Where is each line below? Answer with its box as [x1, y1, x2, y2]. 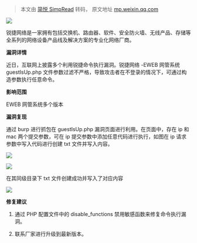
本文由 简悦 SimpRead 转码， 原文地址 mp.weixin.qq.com [20, 6, 159, 12]
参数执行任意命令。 [11, 76, 57, 83]
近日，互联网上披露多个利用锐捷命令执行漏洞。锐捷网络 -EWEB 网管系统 [6, 61, 181, 68]
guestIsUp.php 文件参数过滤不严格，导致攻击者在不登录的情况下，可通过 [6, 69, 182, 76]
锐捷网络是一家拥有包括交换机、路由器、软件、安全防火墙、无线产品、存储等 [6, 29, 191, 36]
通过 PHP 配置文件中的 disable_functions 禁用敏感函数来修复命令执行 [14, 211, 182, 217]
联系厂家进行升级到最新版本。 [14, 231, 87, 237]
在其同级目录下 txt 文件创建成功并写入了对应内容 [6, 175, 123, 182]
